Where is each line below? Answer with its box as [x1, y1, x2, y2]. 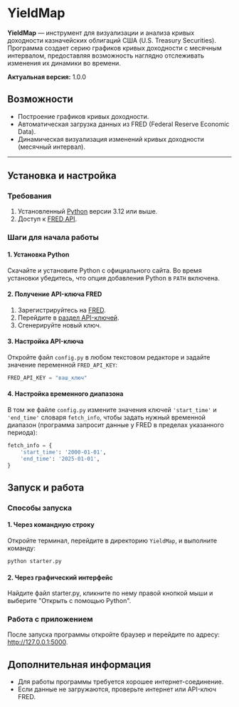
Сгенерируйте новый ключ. [17, 320, 102, 329]
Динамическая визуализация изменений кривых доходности [17, 135, 205, 143]
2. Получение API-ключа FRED [7, 290, 102, 298]
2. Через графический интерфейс [7, 573, 113, 582]
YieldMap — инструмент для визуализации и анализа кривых [7, 28, 195, 37]
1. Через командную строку [7, 520, 95, 529]
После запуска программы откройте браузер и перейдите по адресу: [7, 630, 221, 639]
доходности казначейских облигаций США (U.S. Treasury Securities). [7, 36, 217, 44]
